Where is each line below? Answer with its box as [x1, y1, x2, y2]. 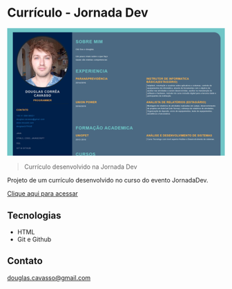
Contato [7, 255, 43, 267]
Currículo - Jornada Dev [7, 5, 148, 21]
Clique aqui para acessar [7, 189, 78, 198]
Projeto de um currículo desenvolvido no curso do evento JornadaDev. [7, 176, 209, 185]
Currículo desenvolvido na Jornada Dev [23, 162, 137, 171]
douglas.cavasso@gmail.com [7, 273, 91, 281]
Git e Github [17, 235, 52, 243]
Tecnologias [7, 209, 61, 221]
